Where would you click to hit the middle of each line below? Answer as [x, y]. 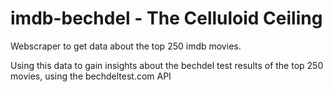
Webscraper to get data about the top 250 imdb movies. [126, 46]
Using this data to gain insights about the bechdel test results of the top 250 [167, 65]
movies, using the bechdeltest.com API [91, 76]
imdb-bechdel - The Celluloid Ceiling [166, 18]
